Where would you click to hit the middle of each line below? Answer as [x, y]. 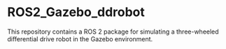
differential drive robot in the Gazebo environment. [80, 38]
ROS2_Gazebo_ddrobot [76, 12]
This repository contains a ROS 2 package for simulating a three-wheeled [113, 31]
